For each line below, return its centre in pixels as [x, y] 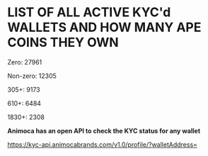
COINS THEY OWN [63, 43]
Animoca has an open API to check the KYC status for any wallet [104, 130]
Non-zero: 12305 [32, 76]
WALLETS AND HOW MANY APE [104, 27]
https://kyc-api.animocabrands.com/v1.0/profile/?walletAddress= [103, 144]
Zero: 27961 [25, 62]
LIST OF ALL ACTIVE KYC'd [89, 12]
